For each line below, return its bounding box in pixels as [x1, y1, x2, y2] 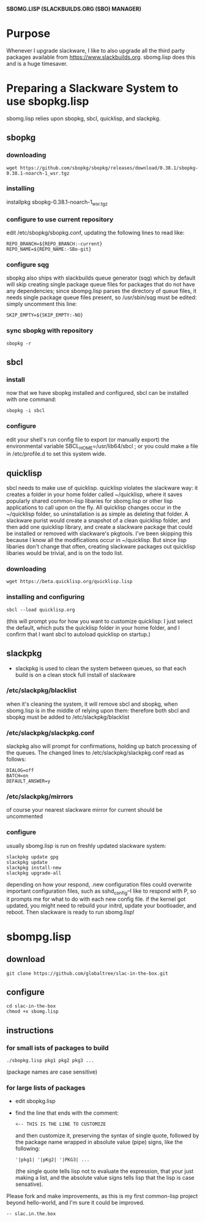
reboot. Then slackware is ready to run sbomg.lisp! [6, 908, 135, 915]
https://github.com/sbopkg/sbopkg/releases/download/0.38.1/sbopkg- [20, 165, 199, 171]
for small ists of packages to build [6, 1044, 109, 1052]
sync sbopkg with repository [6, 326, 94, 335]
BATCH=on [6, 773, 29, 779]
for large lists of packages [6, 1083, 86, 1092]
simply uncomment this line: [6, 300, 78, 308]
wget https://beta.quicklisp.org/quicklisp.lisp [6, 579, 133, 585]
